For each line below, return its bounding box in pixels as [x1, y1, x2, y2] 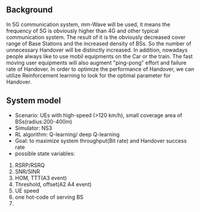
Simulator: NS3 [14, 124, 53, 132]
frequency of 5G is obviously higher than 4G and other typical [6, 27, 159, 34]
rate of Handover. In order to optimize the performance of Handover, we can [6, 65, 195, 73]
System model [6, 95, 61, 106]
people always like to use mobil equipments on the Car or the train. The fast [6, 52, 193, 59]
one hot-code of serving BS [14, 193, 84, 201]
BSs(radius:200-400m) [14, 118, 72, 125]
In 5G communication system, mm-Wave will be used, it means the [6, 20, 171, 28]
